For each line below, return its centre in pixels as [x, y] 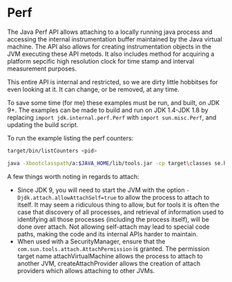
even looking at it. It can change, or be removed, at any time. [93, 89]
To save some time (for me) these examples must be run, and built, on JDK [113, 102]
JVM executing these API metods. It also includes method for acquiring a [111, 54]
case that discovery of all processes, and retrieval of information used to [120, 211]
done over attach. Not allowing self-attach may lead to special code [114, 227]
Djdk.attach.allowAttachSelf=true [67, 198]
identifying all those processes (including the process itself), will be [113, 219]
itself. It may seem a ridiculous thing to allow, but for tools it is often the [118, 205]
